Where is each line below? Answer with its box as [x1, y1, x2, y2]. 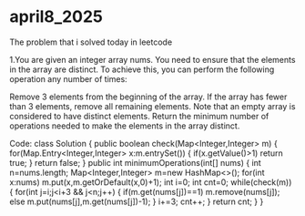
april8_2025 [9, 6, 103, 27]
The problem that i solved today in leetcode [9, 36, 173, 47]
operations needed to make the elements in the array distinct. [9, 120, 240, 131]
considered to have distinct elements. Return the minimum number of [9, 110, 269, 121]
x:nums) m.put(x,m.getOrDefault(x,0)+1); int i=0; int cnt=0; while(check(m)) [9, 176, 292, 188]
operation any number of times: [9, 73, 127, 84]
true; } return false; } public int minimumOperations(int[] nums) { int [9, 157, 261, 168]
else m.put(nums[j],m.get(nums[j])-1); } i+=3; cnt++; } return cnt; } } [9, 196, 264, 207]
